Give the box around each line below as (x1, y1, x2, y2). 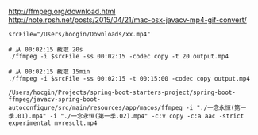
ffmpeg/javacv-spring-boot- (8, 96, 102, 103)
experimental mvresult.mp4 (8, 119, 98, 127)
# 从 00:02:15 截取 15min (8, 68, 90, 76)
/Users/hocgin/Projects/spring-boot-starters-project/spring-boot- (8, 88, 237, 96)
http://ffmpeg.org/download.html (8, 7, 116, 16)
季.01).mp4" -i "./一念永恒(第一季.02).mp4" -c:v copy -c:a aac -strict (8, 112, 245, 120)
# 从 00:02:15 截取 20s (8, 46, 83, 54)
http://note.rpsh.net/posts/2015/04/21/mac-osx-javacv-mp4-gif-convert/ (8, 15, 248, 24)
